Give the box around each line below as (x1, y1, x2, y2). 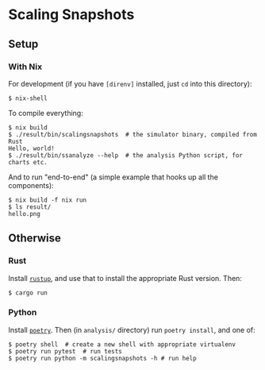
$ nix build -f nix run (8, 196, 87, 204)
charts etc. (8, 158, 48, 166)
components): (8, 180, 54, 190)
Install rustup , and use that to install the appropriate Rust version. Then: (8, 273, 242, 283)
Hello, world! (8, 145, 56, 152)
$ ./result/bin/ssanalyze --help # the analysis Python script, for (8, 151, 244, 160)
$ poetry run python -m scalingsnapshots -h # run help (8, 354, 197, 362)
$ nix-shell (8, 94, 48, 102)
